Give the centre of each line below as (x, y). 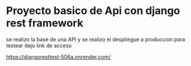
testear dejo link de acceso (39, 46)
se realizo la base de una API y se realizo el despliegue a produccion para (96, 39)
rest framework (45, 23)
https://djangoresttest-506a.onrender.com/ (58, 57)
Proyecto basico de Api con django (93, 11)
